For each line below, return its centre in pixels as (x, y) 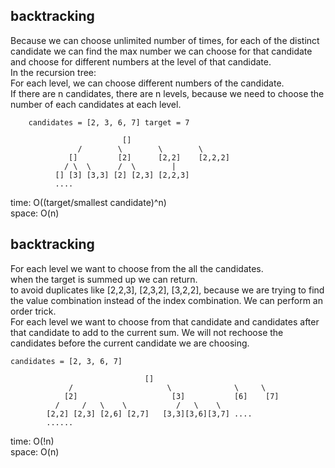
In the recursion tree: (53, 72)
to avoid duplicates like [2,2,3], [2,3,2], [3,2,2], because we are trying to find (167, 290)
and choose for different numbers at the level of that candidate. (141, 61)
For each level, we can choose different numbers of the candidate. (147, 83)
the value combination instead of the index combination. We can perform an (166, 300)
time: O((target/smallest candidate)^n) (88, 202)
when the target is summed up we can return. (104, 279)
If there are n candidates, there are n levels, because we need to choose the (167, 93)
